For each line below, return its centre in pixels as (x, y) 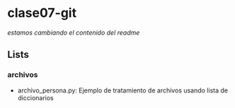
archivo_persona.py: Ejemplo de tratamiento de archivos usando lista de (123, 90)
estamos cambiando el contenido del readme (74, 32)
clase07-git (42, 13)
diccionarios (36, 97)
